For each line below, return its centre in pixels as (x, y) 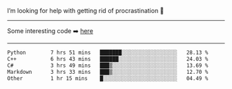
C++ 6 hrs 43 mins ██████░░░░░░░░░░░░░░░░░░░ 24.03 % (108, 59)
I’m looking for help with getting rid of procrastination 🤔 (86, 11)
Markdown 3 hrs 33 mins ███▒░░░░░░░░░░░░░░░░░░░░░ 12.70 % (108, 72)
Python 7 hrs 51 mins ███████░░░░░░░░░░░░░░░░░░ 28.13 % (108, 52)
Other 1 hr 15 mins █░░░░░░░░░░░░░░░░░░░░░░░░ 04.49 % (108, 78)
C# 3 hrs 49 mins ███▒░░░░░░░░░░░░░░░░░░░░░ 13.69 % (108, 66)
